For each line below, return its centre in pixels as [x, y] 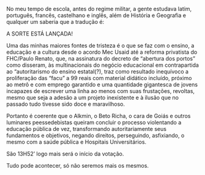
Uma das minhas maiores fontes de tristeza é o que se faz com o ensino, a [100, 46]
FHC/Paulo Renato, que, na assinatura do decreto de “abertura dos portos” [101, 58]
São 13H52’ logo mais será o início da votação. [65, 154]
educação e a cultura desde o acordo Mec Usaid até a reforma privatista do [102, 52]
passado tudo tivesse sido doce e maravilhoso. [66, 104]
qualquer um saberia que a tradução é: [55, 22]
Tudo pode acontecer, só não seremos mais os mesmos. [77, 166]
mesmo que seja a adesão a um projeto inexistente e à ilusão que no [93, 98]
